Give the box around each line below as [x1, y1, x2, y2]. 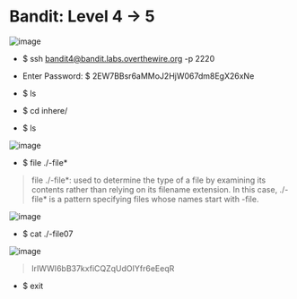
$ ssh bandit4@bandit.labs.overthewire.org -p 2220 [22, 53, 215, 64]
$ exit [22, 280, 44, 291]
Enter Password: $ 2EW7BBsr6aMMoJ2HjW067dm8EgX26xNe [22, 70, 255, 81]
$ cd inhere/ [22, 105, 68, 115]
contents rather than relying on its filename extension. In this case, [31, 184, 278, 194]
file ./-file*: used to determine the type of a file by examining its [31, 175, 266, 185]
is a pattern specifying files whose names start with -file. [48, 193, 259, 204]
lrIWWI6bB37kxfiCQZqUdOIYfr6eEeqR [31, 262, 175, 274]
